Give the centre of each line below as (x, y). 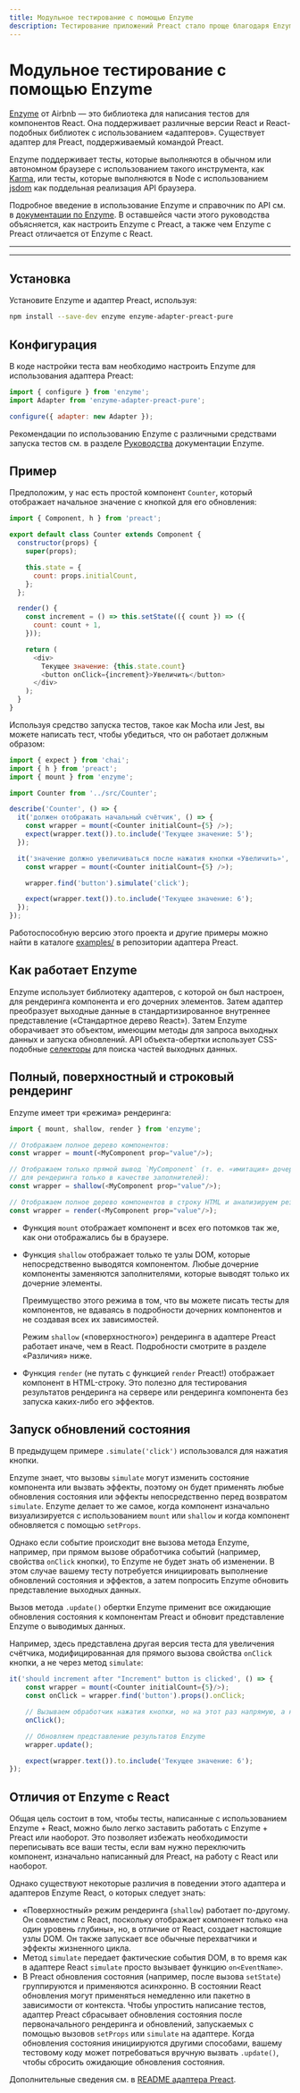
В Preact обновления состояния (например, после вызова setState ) (151, 1977)
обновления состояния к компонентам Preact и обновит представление (147, 1617)
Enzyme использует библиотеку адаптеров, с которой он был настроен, (147, 992)
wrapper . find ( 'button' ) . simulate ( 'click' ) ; (108, 883)
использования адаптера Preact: (71, 376)
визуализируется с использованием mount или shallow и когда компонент (150, 1515)
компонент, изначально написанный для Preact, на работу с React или (144, 1857)
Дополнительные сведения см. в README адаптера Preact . (123, 2080)
